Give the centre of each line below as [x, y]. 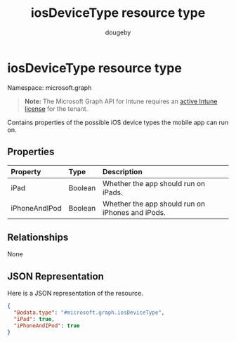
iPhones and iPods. [134, 212]
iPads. [112, 192]
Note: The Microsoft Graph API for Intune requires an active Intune [121, 101]
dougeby [118, 32]
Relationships [38, 237]
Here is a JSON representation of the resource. [76, 294]
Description [122, 171]
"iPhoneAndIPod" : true [47, 325]
